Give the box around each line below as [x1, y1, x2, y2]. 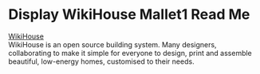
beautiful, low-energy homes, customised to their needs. [8, 57, 195, 66]
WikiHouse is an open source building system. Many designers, [8, 39, 217, 49]
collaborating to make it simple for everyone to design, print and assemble [8, 48, 253, 57]
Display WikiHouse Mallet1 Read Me [8, 6, 250, 24]
